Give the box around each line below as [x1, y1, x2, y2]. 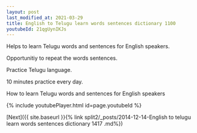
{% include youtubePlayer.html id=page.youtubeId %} [6, 102, 142, 109]
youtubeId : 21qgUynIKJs [6, 26, 67, 32]
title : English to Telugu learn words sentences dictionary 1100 [6, 20, 176, 26]
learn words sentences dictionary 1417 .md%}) [6, 120, 123, 128]
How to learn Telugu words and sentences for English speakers [6, 90, 166, 98]
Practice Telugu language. [6, 66, 72, 74]
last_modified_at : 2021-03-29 [6, 15, 84, 21]
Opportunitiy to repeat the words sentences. [6, 54, 118, 62]
